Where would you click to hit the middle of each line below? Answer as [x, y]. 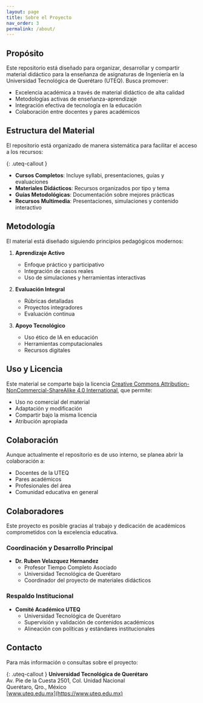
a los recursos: [25, 151]
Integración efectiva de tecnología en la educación [78, 105]
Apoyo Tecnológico [40, 325]
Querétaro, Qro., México [36, 687]
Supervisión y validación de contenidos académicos [89, 622]
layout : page [23, 12]
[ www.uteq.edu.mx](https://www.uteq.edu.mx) [65, 693]
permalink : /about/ [31, 29]
